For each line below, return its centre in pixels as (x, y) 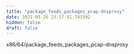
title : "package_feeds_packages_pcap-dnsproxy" (66, 11)
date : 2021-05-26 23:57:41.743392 (48, 17)
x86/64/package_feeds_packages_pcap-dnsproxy (67, 45)
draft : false (22, 28)
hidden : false (24, 22)
